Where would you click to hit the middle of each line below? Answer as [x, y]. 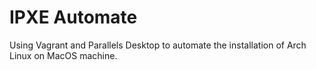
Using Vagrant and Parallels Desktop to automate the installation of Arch [158, 45]
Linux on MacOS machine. [63, 55]
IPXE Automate [73, 17]
